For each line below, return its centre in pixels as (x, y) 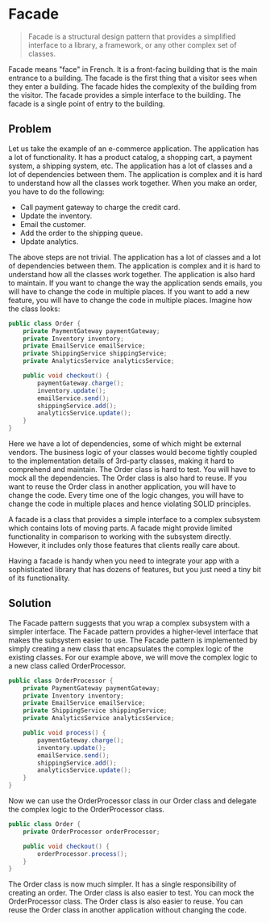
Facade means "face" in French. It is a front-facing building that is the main (133, 69)
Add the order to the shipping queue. (81, 233)
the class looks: (34, 309)
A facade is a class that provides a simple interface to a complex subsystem (134, 519)
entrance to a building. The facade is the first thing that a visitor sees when (133, 78)
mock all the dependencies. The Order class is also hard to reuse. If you (128, 478)
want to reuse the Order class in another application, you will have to (122, 487)
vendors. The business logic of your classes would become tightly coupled (133, 452)
